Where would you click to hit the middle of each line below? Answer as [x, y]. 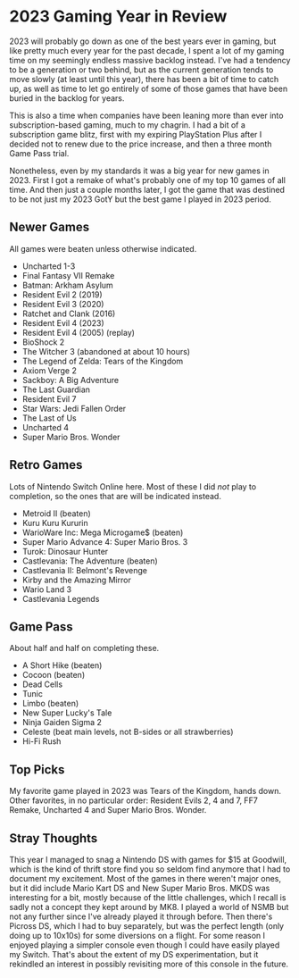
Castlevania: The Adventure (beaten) [90, 561]
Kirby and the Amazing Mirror [76, 580]
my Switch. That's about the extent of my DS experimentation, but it [134, 954]
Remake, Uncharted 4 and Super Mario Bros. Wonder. [108, 810]
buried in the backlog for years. [67, 98]
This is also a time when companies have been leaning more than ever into [146, 115]
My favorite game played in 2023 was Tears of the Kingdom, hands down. [145, 791]
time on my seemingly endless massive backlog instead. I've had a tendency [150, 60]
